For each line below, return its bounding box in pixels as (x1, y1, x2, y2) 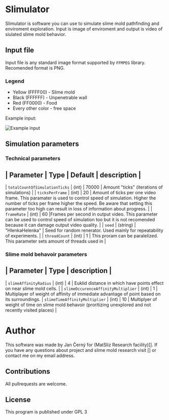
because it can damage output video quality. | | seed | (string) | (5, 222, 136, 228)
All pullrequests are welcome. (5, 380, 67, 387)
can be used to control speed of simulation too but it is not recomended (5, 217, 155, 223)
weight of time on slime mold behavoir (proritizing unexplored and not (5, 302, 151, 308)
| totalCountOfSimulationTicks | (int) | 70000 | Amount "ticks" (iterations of (5, 184, 163, 190)
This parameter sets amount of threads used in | (5, 238, 106, 245)
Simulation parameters (5, 140, 79, 148)
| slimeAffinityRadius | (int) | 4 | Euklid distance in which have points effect (5, 280, 164, 286)
